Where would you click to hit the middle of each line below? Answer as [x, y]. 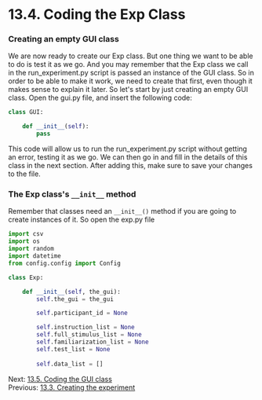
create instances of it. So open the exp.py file [82, 220]
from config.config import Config [65, 263]
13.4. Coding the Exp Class [97, 15]
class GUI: [26, 112]
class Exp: [26, 277]
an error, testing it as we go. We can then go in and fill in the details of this [128, 157]
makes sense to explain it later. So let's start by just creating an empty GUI [128, 90]
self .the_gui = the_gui [75, 299]
